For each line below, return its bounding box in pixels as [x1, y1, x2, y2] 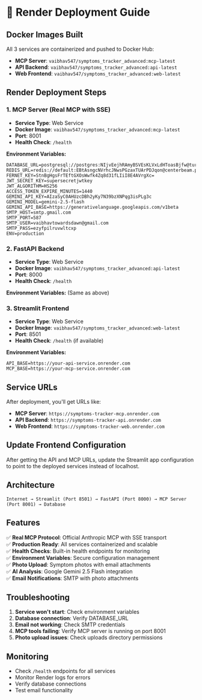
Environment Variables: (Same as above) [6, 289, 109, 296]
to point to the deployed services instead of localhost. [6, 462, 140, 469]
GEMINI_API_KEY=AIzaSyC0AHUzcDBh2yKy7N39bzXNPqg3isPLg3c [6, 193, 152, 200]
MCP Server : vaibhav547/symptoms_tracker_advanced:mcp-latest [14, 57, 176, 64]
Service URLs [6, 382, 58, 392]
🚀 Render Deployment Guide [6, 5, 150, 19]
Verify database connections [14, 680, 87, 687]
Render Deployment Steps [6, 87, 107, 98]
